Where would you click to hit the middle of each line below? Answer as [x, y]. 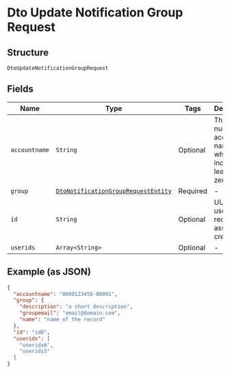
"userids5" [35, 351]
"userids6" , [36, 345]
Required [193, 191]
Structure [28, 52]
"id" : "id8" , [32, 332]
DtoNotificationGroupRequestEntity [114, 191]
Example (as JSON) [49, 272]
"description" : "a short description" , [76, 307]
